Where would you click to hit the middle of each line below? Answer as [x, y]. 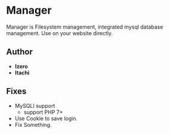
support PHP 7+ [43, 112]
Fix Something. [33, 124]
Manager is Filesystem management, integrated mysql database [85, 27]
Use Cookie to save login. [46, 118]
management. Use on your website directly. [60, 33]
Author [19, 52]
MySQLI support [35, 105]
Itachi [22, 73]
